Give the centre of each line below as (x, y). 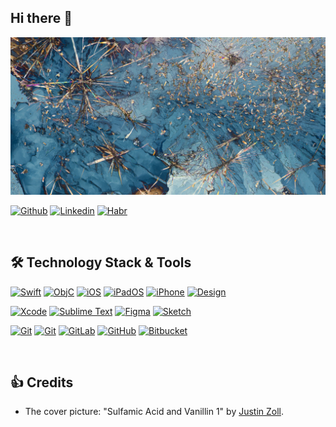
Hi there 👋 (41, 18)
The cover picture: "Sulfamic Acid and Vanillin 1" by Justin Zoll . (154, 412)
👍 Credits (42, 382)
